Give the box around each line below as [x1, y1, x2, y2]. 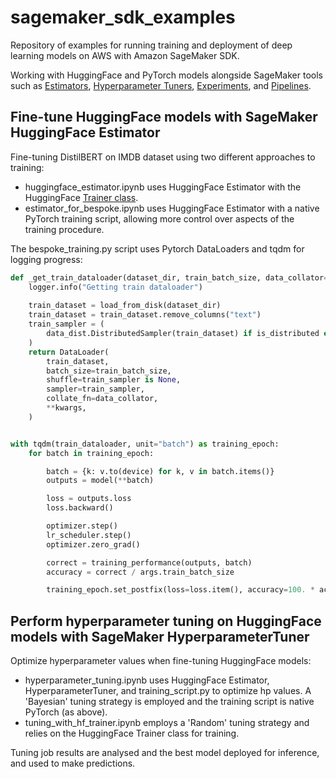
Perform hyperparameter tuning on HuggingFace [10, 612, 322, 630]
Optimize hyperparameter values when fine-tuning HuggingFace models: [10, 655, 312, 667]
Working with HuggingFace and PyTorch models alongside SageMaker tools [10, 69, 323, 81]
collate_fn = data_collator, [46, 394, 159, 404]
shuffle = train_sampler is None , [46, 375, 182, 385]
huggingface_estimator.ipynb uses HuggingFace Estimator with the [24, 181, 302, 193]
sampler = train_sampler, [46, 384, 145, 395]
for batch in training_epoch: [28, 448, 155, 458]
